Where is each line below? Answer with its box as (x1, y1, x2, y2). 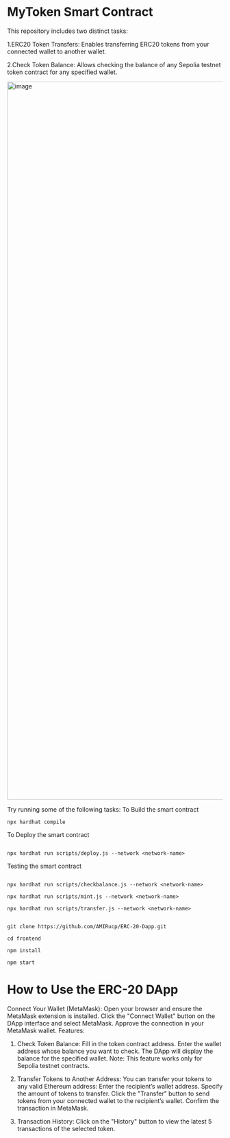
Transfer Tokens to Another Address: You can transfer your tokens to (16, 1074, 212, 1083)
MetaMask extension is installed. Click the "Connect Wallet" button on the (7, 1012, 216, 1020)
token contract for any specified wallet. (7, 68, 118, 76)
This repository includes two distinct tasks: (7, 27, 128, 35)
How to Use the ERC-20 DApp (7, 982, 179, 997)
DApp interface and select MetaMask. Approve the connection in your (7, 1019, 204, 1027)
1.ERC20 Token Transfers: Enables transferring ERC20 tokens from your (7, 40, 210, 48)
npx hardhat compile (7, 819, 66, 825)
